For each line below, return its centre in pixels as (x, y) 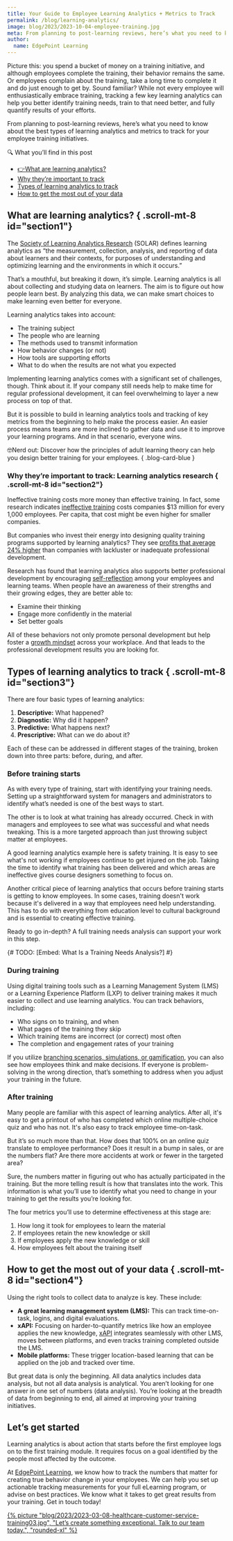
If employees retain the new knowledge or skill (84, 1233)
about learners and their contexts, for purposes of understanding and (106, 258)
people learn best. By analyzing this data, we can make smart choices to (111, 294)
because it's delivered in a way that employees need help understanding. (112, 903)
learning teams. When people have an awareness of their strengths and (109, 586)
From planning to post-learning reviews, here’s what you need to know (108, 124)
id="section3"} (41, 682)
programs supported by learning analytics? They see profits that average (112, 543)
